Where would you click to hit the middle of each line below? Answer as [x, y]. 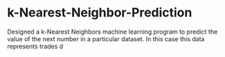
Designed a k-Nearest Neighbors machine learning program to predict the [112, 32]
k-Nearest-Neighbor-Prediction [100, 13]
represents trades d [35, 46]
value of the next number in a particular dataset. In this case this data [106, 38]
